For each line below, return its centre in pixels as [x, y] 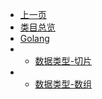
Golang [34, 38]
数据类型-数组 [63, 84]
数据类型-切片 [63, 61]
